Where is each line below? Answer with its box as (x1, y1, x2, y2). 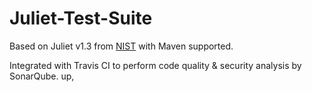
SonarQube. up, (9, 70, 75, 82)
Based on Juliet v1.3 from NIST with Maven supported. (9, 40, 234, 52)
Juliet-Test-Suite (9, 7, 153, 30)
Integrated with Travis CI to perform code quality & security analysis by (9, 59, 302, 71)
